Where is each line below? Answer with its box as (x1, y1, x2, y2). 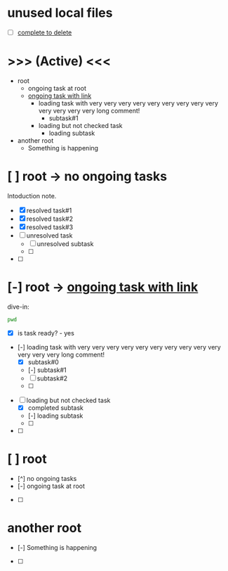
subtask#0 (27, 357, 60, 366)
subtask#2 (36, 374, 68, 383)
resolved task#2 (26, 214, 74, 223)
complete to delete (17, 28, 72, 37)
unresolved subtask (36, 239, 94, 248)
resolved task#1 (26, 206, 72, 214)
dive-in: (7, 302, 29, 311)
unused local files (7, 5, 113, 21)
